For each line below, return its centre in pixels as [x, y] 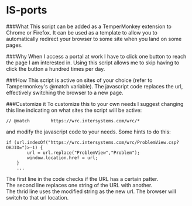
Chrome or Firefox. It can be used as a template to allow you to [82, 32]
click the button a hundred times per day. [56, 68]
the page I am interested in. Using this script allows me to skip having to [93, 63]
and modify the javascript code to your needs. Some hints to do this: [88, 132]
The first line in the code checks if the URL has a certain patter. [82, 178]
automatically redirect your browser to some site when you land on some [94, 39]
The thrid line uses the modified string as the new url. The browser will [91, 191]
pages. [14, 45]
